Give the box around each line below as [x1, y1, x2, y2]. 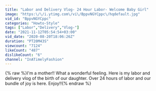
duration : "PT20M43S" [5, 39, 49, 44]
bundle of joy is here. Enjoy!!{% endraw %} [5, 81, 91, 87]
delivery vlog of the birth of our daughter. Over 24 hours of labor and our [5, 75, 151, 81]
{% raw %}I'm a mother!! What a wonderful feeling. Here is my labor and [5, 70, 151, 76]
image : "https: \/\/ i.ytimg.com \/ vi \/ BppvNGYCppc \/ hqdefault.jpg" [5, 12, 140, 17]
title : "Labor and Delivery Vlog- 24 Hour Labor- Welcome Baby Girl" [5, 7, 149, 12]
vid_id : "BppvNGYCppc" [5, 16, 51, 21]
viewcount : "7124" [5, 43, 42, 48]
